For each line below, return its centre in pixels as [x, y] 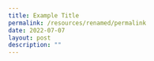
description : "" [35, 45]
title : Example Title [44, 15]
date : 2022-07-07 [37, 30]
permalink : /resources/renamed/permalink [77, 23]
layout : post [30, 38]
